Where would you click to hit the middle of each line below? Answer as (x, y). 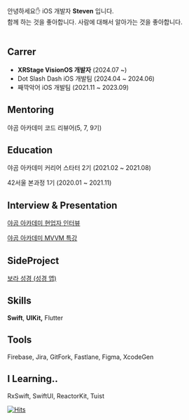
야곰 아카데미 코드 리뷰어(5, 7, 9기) (55, 127)
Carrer (22, 52)
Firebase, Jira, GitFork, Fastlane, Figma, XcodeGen (80, 357)
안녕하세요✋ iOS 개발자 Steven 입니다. (61, 11)
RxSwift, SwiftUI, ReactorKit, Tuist (56, 395)
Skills (19, 301)
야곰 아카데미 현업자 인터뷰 (44, 223)
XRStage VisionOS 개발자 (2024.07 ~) (72, 70)
